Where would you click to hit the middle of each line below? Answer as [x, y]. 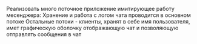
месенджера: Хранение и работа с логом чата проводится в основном [98, 15]
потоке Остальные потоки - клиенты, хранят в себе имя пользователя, [98, 21]
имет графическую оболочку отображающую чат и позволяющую [92, 28]
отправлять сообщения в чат [44, 34]
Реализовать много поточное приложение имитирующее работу [90, 9]
